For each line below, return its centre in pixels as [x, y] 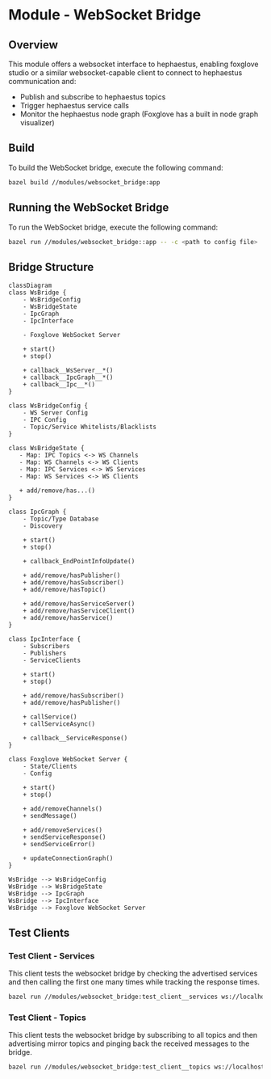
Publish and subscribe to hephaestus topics [93, 97]
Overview [33, 45]
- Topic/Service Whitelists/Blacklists [90, 427]
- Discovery [43, 526]
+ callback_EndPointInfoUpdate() [79, 562]
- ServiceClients [52, 660]
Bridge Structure [51, 267]
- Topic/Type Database [61, 519]
